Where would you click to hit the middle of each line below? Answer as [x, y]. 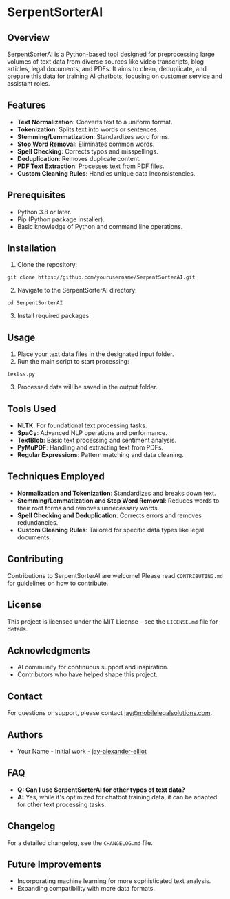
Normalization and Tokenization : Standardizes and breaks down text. [116, 493]
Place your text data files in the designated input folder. [95, 354]
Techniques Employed [56, 477]
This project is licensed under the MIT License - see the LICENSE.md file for [113, 621]
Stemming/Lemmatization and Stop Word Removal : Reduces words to [118, 500]
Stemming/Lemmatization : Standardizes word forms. [93, 136]
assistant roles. [29, 83]
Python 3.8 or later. [44, 212]
